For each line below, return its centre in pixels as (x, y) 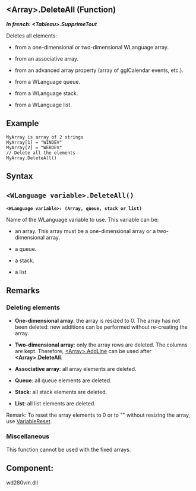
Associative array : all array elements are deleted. (75, 369)
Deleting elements (33, 307)
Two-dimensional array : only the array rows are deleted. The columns (101, 345)
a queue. (26, 248)
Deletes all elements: (32, 36)
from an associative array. (47, 58)
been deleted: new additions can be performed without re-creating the (101, 327)
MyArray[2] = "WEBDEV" (34, 147)
